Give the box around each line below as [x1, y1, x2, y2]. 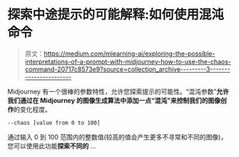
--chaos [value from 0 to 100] [7, 119, 101, 126]
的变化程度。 [14, 105, 51, 113]
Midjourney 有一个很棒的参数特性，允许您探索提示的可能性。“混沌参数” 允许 [7, 87, 230, 96]
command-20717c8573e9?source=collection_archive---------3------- [24, 65, 230, 74]
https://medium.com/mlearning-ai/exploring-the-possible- [44, 49, 215, 58]
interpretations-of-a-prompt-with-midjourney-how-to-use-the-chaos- [24, 57, 232, 66]
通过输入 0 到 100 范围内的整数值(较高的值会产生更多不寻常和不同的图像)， [7, 133, 228, 141]
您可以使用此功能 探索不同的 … [7, 141, 96, 150]
